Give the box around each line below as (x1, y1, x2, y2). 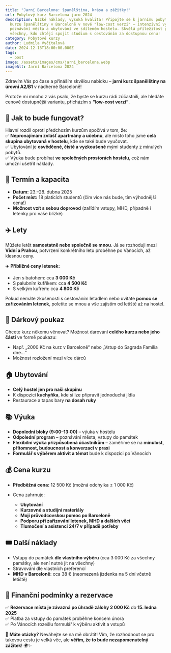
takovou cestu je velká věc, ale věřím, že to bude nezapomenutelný (5, 637, 149, 643)
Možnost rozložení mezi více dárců (12, 355, 87, 361)
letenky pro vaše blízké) (12, 210, 63, 216)
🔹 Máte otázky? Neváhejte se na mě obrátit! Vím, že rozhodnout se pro (5, 632, 155, 638)
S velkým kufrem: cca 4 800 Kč (12, 286, 79, 292)
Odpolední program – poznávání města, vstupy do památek (12, 434, 138, 440)
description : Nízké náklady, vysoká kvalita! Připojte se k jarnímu (5, 17, 154, 22)
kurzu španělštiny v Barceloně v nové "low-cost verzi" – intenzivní (10, 21, 160, 27)
